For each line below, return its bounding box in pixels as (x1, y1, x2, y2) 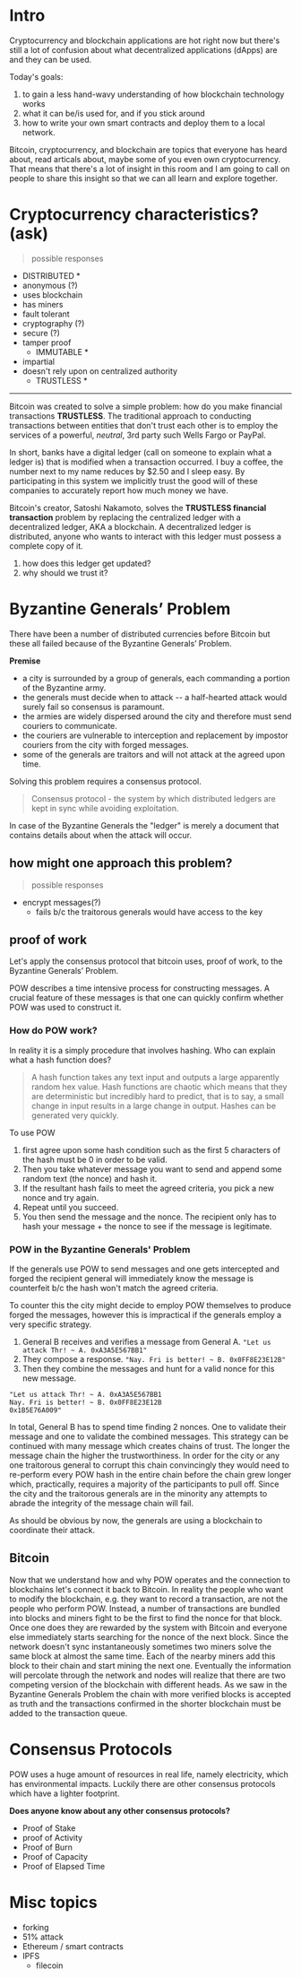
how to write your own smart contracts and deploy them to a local (21, 117, 266, 128)
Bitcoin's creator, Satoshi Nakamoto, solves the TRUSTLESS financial (9, 502, 267, 513)
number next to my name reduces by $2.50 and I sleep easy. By (9, 465, 245, 476)
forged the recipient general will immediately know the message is (9, 1273, 254, 1284)
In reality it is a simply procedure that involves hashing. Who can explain (9, 1045, 276, 1055)
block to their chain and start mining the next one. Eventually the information (9, 1660, 291, 1670)
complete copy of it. (9, 540, 83, 551)
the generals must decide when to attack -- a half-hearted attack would (21, 691, 288, 702)
